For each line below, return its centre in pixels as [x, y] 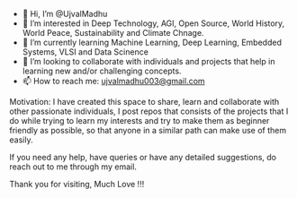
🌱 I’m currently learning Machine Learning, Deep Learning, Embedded [152, 42]
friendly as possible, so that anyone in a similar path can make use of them [148, 130]
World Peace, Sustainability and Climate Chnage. [113, 33]
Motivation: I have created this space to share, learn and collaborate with [144, 102]
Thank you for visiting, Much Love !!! [77, 184]
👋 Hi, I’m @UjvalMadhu [65, 14]
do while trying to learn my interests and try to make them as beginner [139, 121]
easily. [21, 140]
